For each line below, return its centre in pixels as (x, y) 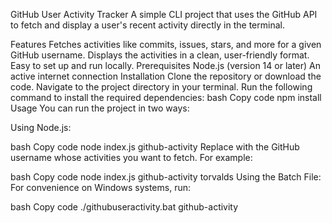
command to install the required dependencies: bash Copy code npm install (166, 97)
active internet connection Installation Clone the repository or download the (166, 76)
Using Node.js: (41, 127)
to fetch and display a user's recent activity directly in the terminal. (147, 25)
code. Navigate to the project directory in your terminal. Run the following (161, 87)
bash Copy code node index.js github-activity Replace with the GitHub (155, 147)
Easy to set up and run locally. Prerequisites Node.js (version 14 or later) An (165, 65)
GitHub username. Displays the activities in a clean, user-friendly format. (160, 55)
